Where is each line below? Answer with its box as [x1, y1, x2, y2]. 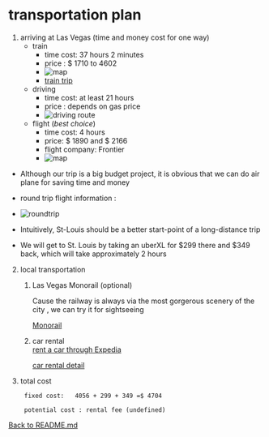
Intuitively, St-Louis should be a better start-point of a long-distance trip [19, 225, 261, 234]
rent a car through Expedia [32, 345, 122, 354]
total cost [19, 375, 52, 386]
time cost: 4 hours [44, 127, 105, 137]
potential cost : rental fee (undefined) [23, 405, 166, 414]
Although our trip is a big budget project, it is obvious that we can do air [19, 169, 260, 178]
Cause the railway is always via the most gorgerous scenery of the [32, 296, 255, 306]
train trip [44, 75, 73, 85]
